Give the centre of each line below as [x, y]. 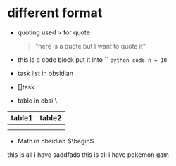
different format [55, 13]
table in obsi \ [37, 101]
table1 [22, 117]
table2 [51, 117]
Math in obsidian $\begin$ [56, 141]
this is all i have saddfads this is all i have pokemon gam [88, 154]
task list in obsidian [45, 73]
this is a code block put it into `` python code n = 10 [92, 59]
